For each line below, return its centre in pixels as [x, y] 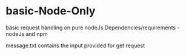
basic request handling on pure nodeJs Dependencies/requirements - [93, 27]
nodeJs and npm [27, 33]
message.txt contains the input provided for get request [75, 45]
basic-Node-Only [51, 11]
